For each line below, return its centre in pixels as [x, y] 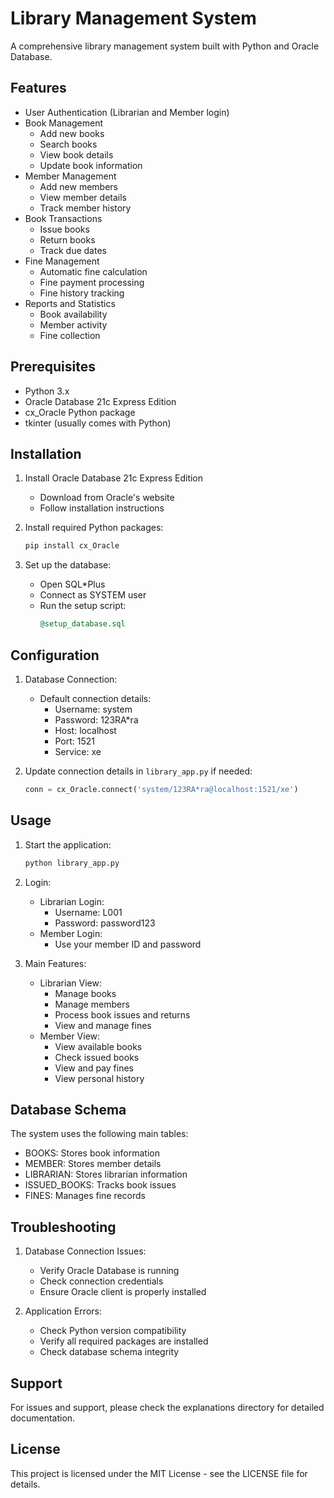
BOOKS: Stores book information [92, 1153]
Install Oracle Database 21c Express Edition [114, 478]
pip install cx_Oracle [72, 546]
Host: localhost [85, 730]
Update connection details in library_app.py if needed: [138, 771]
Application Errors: [63, 1311]
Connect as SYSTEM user [93, 595]
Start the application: [68, 844]
